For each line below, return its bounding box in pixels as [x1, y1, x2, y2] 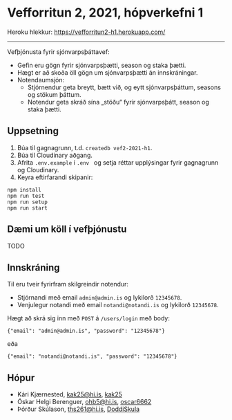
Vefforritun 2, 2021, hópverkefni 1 [7, 5, 204, 21]
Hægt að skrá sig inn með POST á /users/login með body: [7, 314, 171, 322]
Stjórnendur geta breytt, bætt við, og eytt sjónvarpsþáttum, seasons [27, 83, 221, 91]
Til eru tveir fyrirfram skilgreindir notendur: [7, 280, 129, 289]
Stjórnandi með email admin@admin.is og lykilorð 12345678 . [17, 293, 182, 302]
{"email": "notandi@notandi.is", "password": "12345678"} [7, 353, 177, 360]
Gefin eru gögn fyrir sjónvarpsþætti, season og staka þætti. [17, 61, 186, 69]
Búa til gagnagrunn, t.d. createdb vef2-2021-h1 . [17, 143, 153, 152]
